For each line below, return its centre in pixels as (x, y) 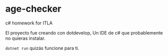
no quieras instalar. (25, 38)
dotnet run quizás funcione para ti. (42, 48)
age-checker (33, 9)
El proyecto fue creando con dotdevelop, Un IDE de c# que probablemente (84, 33)
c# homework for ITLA (29, 23)
